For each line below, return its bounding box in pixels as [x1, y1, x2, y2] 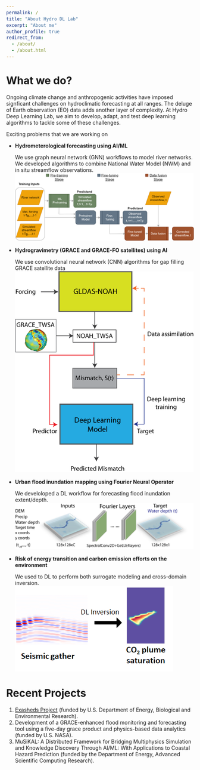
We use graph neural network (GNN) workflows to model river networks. [14, 153, 193, 161]
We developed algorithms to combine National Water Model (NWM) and [14, 160, 191, 167]
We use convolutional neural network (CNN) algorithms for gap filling [14, 258, 185, 266]
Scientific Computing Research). [14, 757, 95, 764]
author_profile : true [6, 29, 60, 35]
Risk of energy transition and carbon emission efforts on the [14, 555, 167, 562]
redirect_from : [6, 35, 44, 41]
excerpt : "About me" [6, 22, 58, 28]
